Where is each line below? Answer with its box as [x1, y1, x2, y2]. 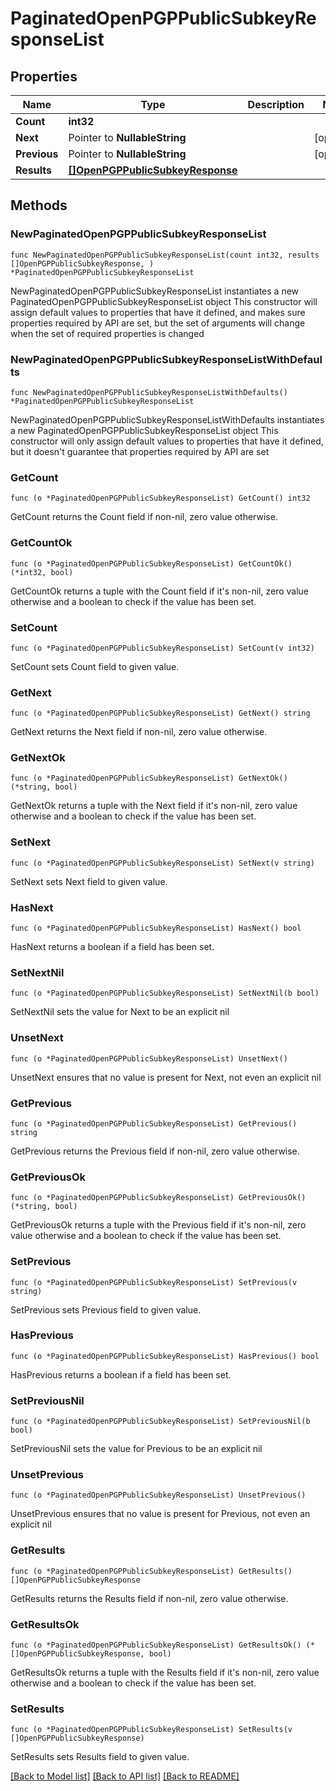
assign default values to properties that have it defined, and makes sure [10, 306, 306, 318]
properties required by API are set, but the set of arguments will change [10, 317, 306, 329]
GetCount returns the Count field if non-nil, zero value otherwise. [10, 511, 278, 523]
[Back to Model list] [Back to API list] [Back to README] [10, 1770, 240, 1782]
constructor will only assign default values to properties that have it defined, [10, 435, 324, 447]
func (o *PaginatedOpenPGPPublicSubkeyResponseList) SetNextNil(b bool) [10, 988, 320, 999]
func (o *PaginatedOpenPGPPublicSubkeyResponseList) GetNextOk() [10, 773, 288, 784]
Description [247, 98, 305, 111]
